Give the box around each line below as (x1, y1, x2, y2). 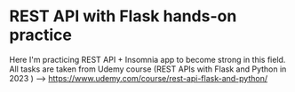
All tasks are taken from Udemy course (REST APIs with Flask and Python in (9, 64, 287, 74)
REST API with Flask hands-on (9, 6, 237, 27)
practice (9, 25, 73, 45)
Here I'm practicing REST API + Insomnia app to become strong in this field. (9, 54, 286, 65)
